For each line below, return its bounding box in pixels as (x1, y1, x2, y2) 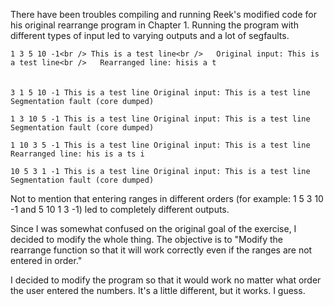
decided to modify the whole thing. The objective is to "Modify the (10, 234, 284, 245)
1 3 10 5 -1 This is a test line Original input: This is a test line (10, 114, 311, 124)
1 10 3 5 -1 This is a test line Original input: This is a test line (10, 140, 311, 150)
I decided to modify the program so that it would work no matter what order (10, 274, 322, 286)
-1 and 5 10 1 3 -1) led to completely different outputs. (10, 204, 230, 215)
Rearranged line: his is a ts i (10, 149, 145, 159)
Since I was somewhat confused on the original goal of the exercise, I (10, 223, 297, 234)
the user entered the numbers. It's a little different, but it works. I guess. (10, 285, 306, 296)
